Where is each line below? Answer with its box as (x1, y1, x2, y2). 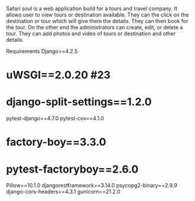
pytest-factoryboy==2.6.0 (6, 162, 139, 176)
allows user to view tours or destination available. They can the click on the (6, 11, 189, 18)
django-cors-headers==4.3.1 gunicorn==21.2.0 (6, 188, 121, 195)
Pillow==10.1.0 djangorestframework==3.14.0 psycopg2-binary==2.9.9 (6, 182, 177, 189)
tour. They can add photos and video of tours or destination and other (6, 30, 176, 37)
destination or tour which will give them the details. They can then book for (6, 18, 188, 24)
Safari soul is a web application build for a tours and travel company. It (6, 5, 177, 12)
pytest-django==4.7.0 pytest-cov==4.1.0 (6, 115, 105, 122)
